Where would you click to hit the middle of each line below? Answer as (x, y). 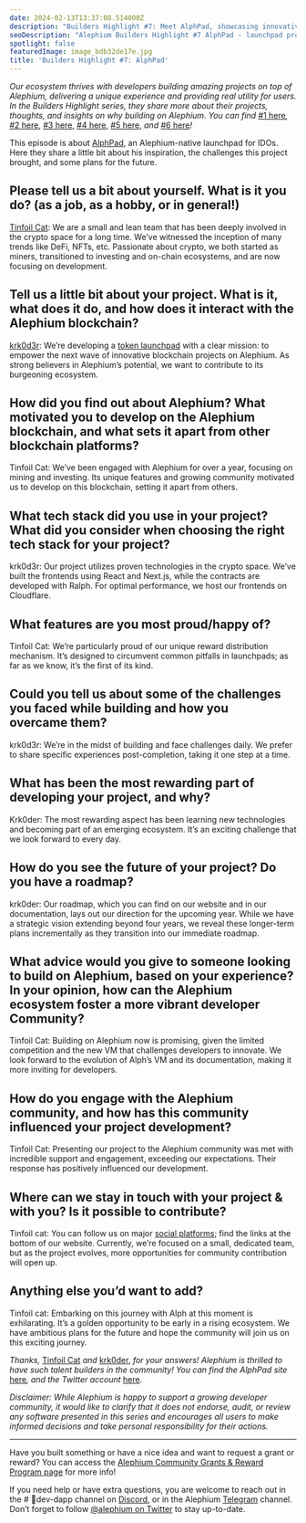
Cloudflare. (31, 595)
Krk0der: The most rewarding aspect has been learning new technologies (148, 819)
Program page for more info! (63, 1472)
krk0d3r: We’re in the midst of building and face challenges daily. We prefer (151, 744)
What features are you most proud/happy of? (140, 624)
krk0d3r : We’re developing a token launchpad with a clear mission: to (139, 345)
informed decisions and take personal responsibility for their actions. (139, 1426)
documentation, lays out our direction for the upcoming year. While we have (152, 913)
